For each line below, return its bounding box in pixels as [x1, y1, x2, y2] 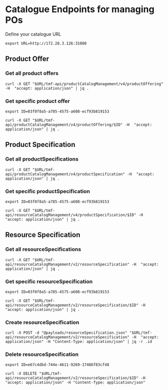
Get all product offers [5, 70, 59, 77]
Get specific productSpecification [5, 187, 90, 194]
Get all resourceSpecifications [5, 246, 82, 253]
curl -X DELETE [5, 371, 37, 376]
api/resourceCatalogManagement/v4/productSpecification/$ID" [5, 212, 137, 217]
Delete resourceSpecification [5, 351, 79, 358]
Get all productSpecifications [5, 155, 79, 163]
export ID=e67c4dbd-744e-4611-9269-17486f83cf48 [5, 362, 109, 368]
